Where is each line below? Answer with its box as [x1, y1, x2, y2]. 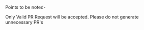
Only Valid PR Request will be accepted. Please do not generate [5, 14, 139, 19]
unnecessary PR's [5, 19, 43, 25]
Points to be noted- [5, 4, 46, 10]
